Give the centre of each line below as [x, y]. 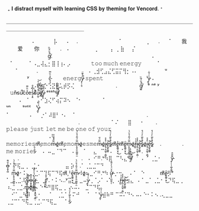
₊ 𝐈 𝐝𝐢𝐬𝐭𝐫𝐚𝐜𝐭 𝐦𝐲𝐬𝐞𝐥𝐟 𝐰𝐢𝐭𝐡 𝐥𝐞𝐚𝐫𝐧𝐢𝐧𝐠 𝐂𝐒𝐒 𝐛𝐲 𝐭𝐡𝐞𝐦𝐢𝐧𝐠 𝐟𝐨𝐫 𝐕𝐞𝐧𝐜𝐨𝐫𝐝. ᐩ [85, 9]
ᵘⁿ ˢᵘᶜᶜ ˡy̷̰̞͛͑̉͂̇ [23, 107]
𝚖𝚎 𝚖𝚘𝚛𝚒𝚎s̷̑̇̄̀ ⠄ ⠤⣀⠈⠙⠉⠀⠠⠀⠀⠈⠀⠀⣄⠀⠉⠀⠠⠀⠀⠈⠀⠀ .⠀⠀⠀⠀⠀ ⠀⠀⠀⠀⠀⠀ [98, 151]
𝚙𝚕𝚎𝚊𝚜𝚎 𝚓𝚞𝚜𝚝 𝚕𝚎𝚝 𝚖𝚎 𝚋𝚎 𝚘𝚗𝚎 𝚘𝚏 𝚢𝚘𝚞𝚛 [59, 129]
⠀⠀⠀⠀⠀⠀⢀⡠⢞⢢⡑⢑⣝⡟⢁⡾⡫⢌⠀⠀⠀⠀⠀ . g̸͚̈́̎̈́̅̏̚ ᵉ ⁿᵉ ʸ [83, 86]
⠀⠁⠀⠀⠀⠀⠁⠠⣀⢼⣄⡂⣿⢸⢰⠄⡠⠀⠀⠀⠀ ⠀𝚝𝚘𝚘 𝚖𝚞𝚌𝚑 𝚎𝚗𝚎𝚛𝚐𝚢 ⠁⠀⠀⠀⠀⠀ [93, 63]
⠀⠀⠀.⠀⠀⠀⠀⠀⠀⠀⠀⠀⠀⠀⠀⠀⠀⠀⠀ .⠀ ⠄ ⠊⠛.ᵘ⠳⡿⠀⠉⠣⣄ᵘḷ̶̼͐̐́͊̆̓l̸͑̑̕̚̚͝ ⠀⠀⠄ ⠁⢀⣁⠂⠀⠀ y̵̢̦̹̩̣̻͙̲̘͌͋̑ [90, 158]
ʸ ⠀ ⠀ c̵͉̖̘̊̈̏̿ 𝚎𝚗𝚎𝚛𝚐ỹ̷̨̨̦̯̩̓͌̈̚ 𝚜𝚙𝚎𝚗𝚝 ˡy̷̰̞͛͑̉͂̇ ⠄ [91, 78]
